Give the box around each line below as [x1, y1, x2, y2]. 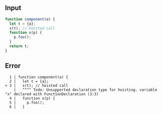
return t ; [9, 44, 29, 49]
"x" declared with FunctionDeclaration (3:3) [5, 92, 98, 97]
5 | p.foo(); [9, 100, 45, 105]
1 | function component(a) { [9, 75, 68, 80]
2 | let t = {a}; [9, 79, 49, 84]
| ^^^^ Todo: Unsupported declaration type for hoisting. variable [14, 87, 158, 92]
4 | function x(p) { [9, 96, 55, 101]
